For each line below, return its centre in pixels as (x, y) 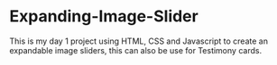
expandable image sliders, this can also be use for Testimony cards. (136, 50)
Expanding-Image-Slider (104, 16)
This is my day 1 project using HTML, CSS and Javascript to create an (139, 41)
